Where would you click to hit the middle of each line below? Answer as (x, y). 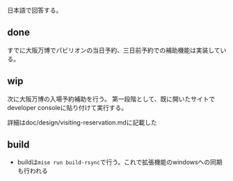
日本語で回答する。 (35, 10)
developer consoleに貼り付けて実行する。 (67, 107)
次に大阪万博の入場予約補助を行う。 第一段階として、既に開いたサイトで (111, 99)
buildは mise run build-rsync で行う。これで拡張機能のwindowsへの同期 (120, 162)
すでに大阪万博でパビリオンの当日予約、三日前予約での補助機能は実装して (114, 50)
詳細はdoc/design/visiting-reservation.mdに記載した (82, 122)
